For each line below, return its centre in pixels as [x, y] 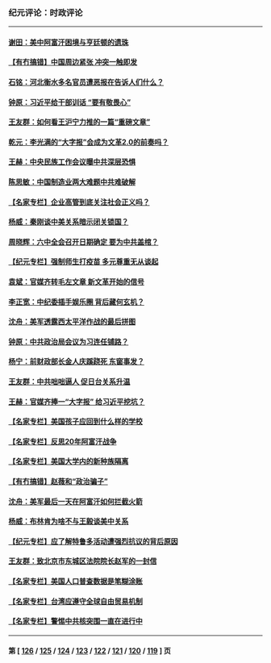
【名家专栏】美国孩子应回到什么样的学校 [75, 422]
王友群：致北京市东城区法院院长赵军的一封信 [83, 561]
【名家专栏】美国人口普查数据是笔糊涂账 [75, 581]
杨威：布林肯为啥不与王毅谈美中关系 [69, 521]
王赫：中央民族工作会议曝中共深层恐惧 [72, 162]
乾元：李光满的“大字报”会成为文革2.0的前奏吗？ [89, 142]
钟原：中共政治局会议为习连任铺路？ [69, 341]
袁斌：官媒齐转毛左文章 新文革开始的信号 [77, 282]
